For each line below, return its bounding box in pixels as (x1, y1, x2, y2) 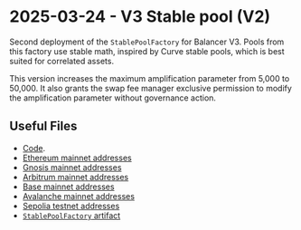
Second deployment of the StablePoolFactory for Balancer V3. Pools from (9, 36, 285, 47)
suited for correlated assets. (9, 55, 115, 66)
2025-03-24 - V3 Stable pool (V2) (9, 6, 271, 27)
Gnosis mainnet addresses (22, 161, 122, 173)
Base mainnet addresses (22, 181, 115, 192)
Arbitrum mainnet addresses (22, 171, 129, 182)
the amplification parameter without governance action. (9, 92, 217, 103)
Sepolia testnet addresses (22, 200, 120, 211)
